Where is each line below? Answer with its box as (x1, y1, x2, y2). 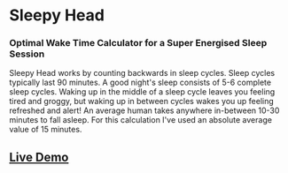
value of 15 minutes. (9, 124, 82, 135)
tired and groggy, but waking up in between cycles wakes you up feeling (9, 96, 275, 107)
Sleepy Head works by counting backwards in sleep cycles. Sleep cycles (9, 68, 276, 79)
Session (9, 48, 45, 60)
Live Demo (9, 149, 69, 164)
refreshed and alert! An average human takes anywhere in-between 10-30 (9, 105, 280, 116)
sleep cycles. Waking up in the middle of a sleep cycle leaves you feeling (9, 86, 276, 97)
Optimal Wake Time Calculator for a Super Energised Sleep (9, 37, 268, 49)
